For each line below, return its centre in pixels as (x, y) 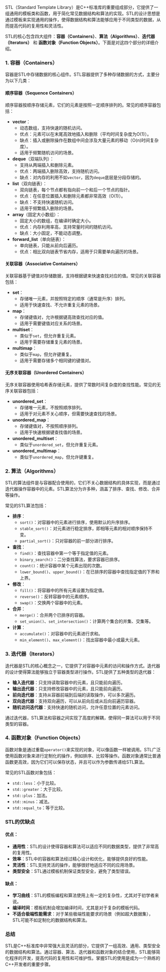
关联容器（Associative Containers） (43, 264)
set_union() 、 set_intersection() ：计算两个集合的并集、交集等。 (86, 621)
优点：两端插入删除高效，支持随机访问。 (61, 171)
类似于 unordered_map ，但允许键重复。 (58, 457)
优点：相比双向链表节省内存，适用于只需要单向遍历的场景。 (80, 251)
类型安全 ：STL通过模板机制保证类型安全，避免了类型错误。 (73, 871)
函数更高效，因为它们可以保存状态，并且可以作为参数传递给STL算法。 (76, 762)
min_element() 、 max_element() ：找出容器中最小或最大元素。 (81, 640)
